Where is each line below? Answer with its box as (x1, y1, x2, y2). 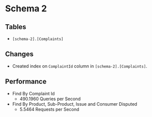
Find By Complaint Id (12, 90, 55, 96)
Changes (5, 50, 34, 58)
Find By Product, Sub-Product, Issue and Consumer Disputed (12, 101, 137, 107)
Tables (5, 23, 26, 31)
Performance (5, 78, 47, 86)
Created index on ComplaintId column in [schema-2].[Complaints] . (12, 63, 148, 69)
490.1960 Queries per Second (19, 96, 81, 102)
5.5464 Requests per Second (19, 106, 79, 112)
